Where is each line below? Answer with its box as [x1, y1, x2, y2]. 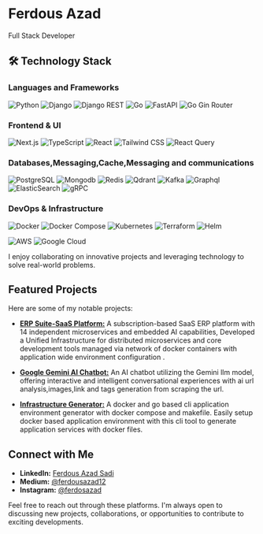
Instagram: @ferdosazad [19, 485, 102, 495]
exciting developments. [8, 517, 84, 527]
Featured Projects [8, 283, 98, 296]
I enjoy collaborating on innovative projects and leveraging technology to [8, 251, 244, 261]
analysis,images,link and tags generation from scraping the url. [19, 384, 224, 394]
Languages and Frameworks [8, 82, 120, 93]
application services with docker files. [19, 425, 143, 434]
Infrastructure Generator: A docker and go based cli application [19, 399, 230, 410]
